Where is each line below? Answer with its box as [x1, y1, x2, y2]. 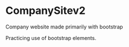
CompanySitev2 [5, 4, 86, 17]
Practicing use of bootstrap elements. [5, 34, 97, 41]
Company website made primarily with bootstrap [5, 23, 124, 30]
